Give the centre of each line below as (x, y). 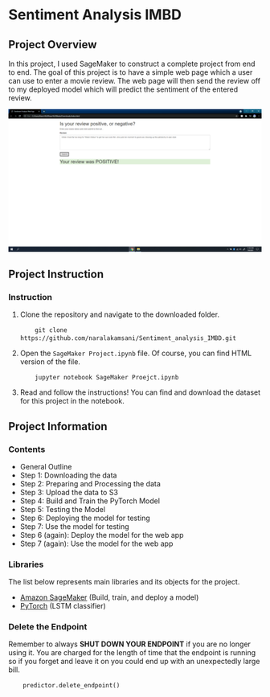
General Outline (46, 466)
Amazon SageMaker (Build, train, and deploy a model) (109, 597)
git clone (51, 330)
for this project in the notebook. (72, 401)
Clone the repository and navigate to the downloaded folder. (119, 314)
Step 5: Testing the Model (63, 509)
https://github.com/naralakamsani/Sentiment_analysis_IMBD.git (128, 338)
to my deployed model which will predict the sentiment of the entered (123, 89)
